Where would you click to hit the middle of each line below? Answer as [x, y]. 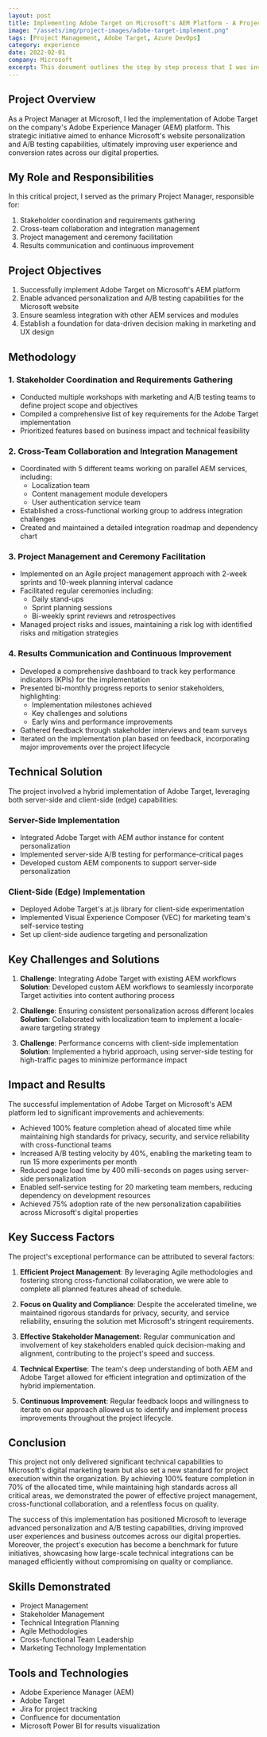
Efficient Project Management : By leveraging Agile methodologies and [136, 1271]
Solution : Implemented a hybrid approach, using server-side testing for [137, 1051]
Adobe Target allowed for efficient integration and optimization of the [133, 1377]
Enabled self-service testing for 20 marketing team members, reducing [136, 1187]
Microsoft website [49, 307]
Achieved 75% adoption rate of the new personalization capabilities [130, 1204]
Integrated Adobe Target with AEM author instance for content [122, 837]
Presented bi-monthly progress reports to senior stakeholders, [122, 687]
